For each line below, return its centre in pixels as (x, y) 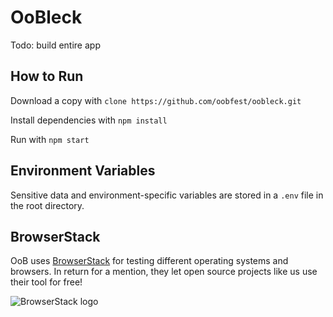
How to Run (47, 76)
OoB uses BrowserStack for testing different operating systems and (149, 261)
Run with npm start (50, 139)
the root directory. (47, 205)
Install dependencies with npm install (89, 120)
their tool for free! (46, 282)
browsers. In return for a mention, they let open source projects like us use (164, 272)
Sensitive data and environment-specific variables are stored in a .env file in (167, 195)
